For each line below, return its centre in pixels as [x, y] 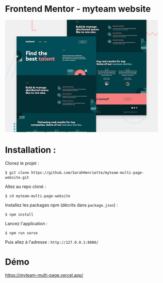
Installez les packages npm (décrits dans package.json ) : [61, 205]
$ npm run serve [21, 233]
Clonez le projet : [22, 163]
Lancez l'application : [26, 224]
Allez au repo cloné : [25, 187]
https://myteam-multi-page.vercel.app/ [44, 275]
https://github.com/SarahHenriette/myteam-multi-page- [88, 173]
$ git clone [17, 173]
